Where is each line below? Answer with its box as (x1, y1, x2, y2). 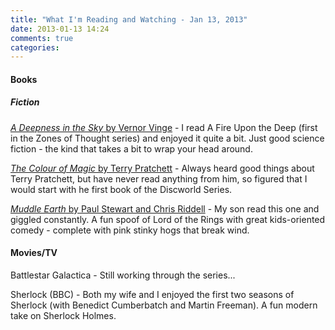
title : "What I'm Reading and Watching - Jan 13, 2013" (10, 14, 248, 25)
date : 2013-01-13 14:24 (10, 24, 110, 34)
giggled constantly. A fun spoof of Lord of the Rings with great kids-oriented (10, 213, 326, 225)
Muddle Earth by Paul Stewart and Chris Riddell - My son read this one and (10, 202, 320, 215)
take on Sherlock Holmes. (10, 310, 117, 322)
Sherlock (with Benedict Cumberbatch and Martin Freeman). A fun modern (10, 299, 318, 311)
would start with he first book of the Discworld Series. (10, 183, 233, 195)
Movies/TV (10, 247, 58, 259)
